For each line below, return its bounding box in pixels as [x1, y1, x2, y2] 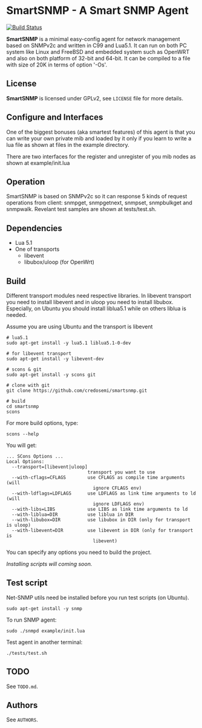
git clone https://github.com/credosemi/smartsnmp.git [6, 388, 148, 394]
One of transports [15, 245, 60, 253]
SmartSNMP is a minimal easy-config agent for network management [6, 35, 180, 42]
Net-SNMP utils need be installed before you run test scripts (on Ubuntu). [6, 594, 189, 601]
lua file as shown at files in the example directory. [6, 141, 130, 148]
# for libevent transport [6, 351, 71, 357]
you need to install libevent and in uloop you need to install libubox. [6, 299, 174, 305]
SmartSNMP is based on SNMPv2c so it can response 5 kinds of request [6, 193, 187, 200]
